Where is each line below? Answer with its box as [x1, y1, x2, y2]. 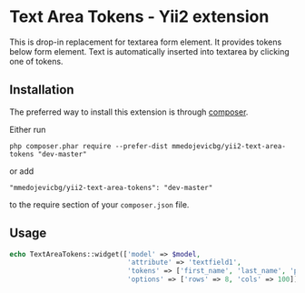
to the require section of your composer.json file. [9, 198, 190, 210]
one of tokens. [9, 56, 64, 66]
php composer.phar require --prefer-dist [9, 141, 169, 151]
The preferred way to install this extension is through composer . [9, 106, 249, 117]
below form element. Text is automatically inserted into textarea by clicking [9, 45, 290, 56]
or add [9, 166, 34, 177]
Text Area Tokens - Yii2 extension [9, 6, 270, 27]
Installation [9, 82, 74, 97]
